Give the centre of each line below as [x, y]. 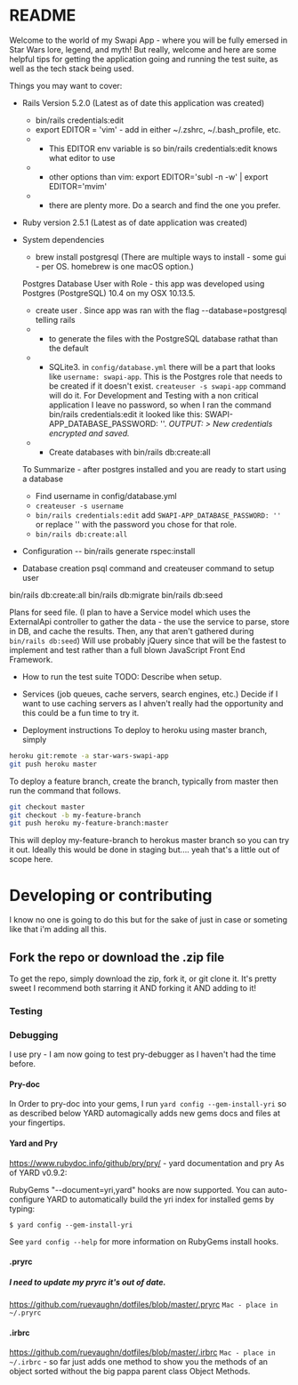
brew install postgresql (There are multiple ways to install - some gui [161, 257]
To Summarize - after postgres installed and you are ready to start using [154, 469]
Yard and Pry [33, 1143]
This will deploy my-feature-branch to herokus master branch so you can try [149, 841]
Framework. [31, 659]
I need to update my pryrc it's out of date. [88, 1282]
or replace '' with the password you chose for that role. [136, 524]
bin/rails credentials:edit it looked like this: [125, 414]
